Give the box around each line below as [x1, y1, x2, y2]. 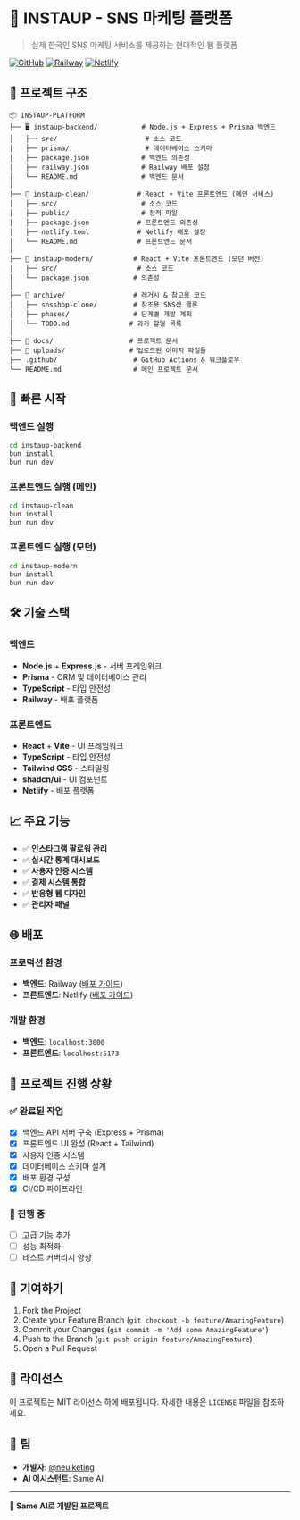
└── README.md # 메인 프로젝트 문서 [9, 365, 199, 374]
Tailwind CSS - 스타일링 [21, 762, 110, 773]
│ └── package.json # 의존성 [9, 273, 161, 282]
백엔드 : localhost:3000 [21, 1036, 105, 1046]
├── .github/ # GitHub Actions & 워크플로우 [9, 355, 240, 365]
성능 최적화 [21, 1241, 62, 1252]
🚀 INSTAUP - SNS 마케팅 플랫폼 [9, 8, 233, 29]
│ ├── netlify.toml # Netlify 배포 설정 [9, 227, 206, 237]
